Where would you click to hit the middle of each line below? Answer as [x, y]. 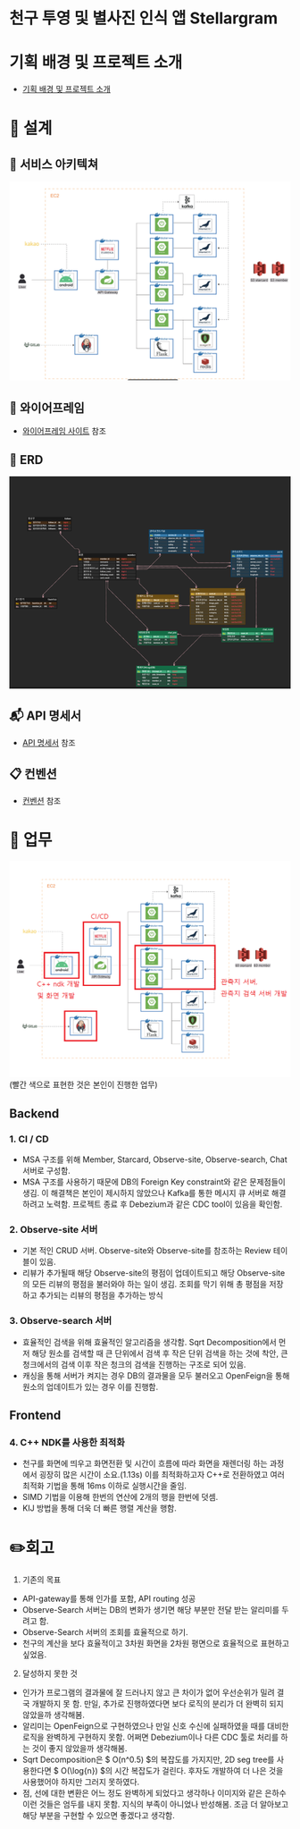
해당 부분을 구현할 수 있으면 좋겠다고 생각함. [99, 1816]
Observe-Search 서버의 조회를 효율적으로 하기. [105, 1632]
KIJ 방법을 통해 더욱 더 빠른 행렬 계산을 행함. [99, 1508]
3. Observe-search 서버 [61, 1321]
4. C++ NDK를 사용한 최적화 [67, 1443]
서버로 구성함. [46, 1171]
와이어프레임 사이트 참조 [64, 431]
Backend [34, 1113]
